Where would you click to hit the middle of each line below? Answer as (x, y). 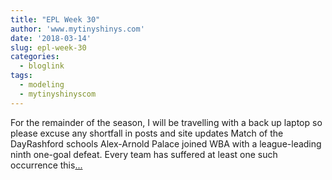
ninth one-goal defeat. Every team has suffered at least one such (144, 154)
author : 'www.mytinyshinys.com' (77, 29)
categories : (35, 57)
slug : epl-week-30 (48, 47)
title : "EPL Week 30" (55, 19)
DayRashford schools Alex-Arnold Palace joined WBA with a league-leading (166, 143)
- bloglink (42, 66)
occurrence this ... (46, 165)
